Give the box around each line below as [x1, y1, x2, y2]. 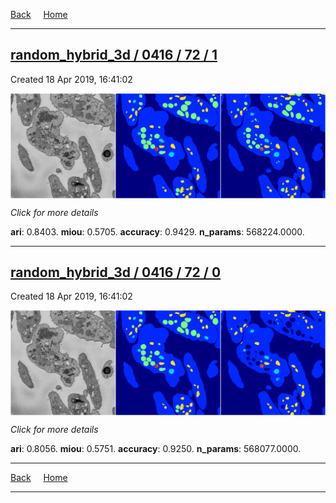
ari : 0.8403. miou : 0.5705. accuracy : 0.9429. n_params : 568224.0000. [10, 225, 305, 238]
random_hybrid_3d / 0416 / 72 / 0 [10, 264, 222, 281]
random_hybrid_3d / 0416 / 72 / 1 [10, 47, 218, 64]
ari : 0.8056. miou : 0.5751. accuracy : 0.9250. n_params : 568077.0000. [10, 443, 302, 455]
